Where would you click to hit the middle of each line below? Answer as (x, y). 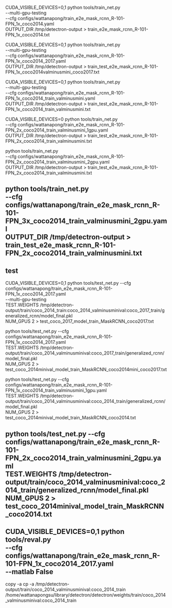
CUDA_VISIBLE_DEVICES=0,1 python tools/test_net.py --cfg (68, 283)
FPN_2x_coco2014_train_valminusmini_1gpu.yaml (57, 130)
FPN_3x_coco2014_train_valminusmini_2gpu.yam (86, 221)
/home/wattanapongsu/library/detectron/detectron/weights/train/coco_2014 (85, 595)
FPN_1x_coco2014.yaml (30, 24)
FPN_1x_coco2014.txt (27, 35)
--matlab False (29, 572)
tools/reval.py (28, 539)
